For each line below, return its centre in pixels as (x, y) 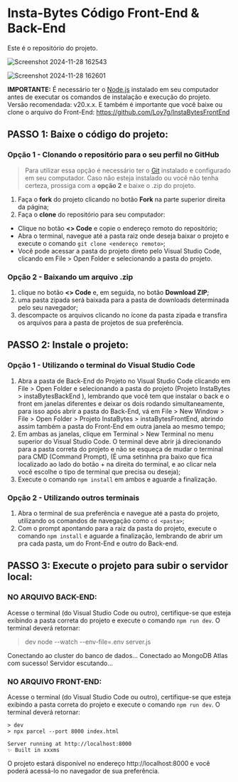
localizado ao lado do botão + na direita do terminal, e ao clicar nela (117, 464)
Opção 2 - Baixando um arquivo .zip (70, 277)
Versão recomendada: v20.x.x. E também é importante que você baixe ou (115, 104)
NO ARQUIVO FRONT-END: (55, 682)
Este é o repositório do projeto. (53, 48)
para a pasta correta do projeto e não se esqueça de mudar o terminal (120, 449)
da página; (33, 207)
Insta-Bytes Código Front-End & (103, 13)
